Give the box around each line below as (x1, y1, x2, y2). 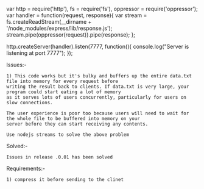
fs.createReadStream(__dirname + (6, 18, 92, 25)
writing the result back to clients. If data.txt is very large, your (6, 84, 189, 90)
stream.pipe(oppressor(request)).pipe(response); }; (6, 31, 136, 38)
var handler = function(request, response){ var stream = (6, 12, 147, 19)
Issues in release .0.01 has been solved (6, 154, 113, 160)
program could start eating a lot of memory (6, 89, 121, 95)
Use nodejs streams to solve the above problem (6, 132, 130, 138)
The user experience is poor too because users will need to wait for (6, 110, 189, 116)
